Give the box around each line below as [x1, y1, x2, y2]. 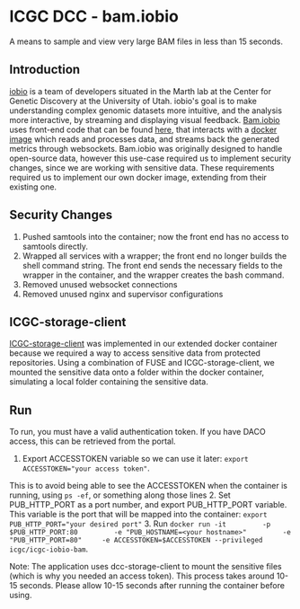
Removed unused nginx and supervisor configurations [22, 288, 224, 299]
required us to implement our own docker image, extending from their [9, 172, 268, 182]
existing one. [9, 181, 57, 192]
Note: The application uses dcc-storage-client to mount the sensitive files [9, 561, 282, 572]
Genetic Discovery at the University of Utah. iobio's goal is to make [9, 95, 258, 106]
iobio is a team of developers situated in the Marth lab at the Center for [9, 85, 272, 96]
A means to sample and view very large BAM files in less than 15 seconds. [9, 36, 284, 47]
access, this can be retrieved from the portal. [9, 436, 177, 446]
